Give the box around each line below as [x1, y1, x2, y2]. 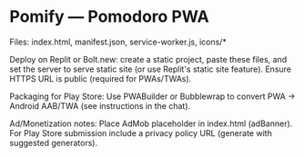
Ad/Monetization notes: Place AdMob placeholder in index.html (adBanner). [9, 118, 293, 129]
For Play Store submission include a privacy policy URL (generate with [9, 127, 273, 138]
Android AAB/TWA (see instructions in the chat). [9, 100, 191, 111]
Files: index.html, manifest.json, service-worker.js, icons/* [9, 36, 228, 47]
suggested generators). [9, 137, 98, 148]
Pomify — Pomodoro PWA [9, 6, 209, 27]
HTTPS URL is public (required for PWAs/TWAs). [9, 73, 192, 83]
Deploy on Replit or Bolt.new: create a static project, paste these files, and [9, 54, 288, 64]
